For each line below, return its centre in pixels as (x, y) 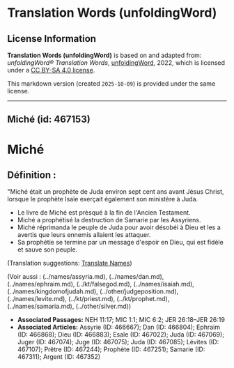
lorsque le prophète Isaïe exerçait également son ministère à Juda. (103, 199)
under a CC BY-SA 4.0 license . (51, 70)
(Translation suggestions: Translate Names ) (70, 263)
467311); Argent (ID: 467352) (59, 357)
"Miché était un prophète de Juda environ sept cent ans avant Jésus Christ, (116, 192)
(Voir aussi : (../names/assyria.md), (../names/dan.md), (86, 277)
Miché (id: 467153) (49, 120)
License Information (52, 39)
